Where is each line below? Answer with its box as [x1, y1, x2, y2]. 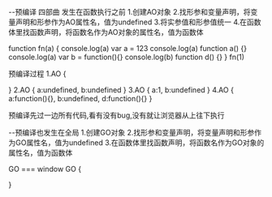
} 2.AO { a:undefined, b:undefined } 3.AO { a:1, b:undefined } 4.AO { [8, 85, 234, 95]
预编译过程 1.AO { [8, 69, 67, 79]
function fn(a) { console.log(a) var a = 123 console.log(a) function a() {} [8, 44, 248, 53]
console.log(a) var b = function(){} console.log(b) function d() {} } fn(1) [8, 52, 245, 62]
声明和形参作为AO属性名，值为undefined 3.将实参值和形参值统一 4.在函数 [15, 17, 261, 27]
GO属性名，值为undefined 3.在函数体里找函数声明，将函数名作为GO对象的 [15, 138, 265, 148]
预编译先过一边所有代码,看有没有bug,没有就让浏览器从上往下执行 [8, 110, 225, 120]
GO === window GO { [8, 165, 82, 173]
